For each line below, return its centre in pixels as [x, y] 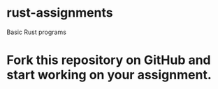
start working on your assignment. [109, 75]
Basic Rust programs [37, 32]
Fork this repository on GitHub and [109, 60]
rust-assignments [60, 13]
